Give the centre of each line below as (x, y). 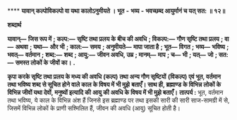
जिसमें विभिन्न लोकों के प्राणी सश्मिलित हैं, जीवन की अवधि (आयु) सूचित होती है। (94, 108)
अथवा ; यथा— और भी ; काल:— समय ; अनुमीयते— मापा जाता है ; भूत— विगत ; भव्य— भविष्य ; (122, 47)
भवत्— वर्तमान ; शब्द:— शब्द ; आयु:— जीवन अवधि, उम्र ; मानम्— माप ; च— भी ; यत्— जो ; (112, 55)
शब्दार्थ (14, 25)
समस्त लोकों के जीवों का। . (45, 62)
